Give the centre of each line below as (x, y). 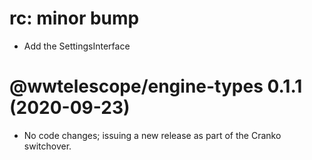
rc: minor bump (74, 18)
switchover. (47, 146)
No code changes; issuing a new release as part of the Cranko (152, 135)
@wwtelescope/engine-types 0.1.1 (156, 86)
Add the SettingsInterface (77, 46)
